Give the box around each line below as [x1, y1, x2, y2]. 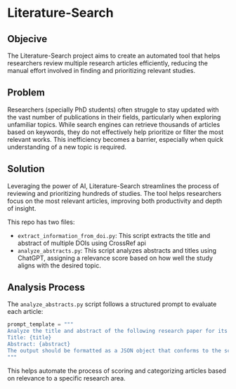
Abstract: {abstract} [7, 341, 71, 348]
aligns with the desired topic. [17, 261, 102, 270]
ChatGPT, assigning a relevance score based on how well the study [17, 253, 213, 262]
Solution [7, 163, 45, 175]
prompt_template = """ [7, 321, 74, 328]
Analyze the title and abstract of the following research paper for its [7, 328, 228, 335]
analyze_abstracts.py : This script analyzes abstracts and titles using [17, 246, 216, 254]
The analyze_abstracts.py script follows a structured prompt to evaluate [7, 300, 217, 308]
